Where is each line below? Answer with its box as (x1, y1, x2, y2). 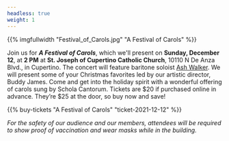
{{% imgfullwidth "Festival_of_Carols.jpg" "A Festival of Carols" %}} (7, 35, 197, 43)
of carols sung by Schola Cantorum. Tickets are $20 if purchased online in (7, 85, 217, 93)
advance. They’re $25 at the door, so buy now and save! (7, 92, 166, 100)
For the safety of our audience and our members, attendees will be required (7, 118, 221, 127)
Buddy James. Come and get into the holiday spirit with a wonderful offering (7, 77, 222, 86)
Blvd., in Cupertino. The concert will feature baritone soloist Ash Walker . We (7, 63, 221, 71)
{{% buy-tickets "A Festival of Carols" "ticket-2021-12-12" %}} (7, 105, 183, 114)
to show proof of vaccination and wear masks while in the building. (7, 126, 197, 134)
